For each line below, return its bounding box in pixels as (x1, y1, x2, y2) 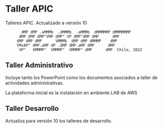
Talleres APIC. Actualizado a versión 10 (5, 20, 88, 26)
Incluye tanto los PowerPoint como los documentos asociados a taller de (5, 74, 158, 80)
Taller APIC (5, 3, 53, 15)
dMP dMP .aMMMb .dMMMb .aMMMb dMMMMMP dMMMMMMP (21, 29, 131, 34)
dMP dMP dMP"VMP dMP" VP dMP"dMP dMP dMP (18, 34, 120, 39)
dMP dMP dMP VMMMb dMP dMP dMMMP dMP (16, 38, 117, 44)
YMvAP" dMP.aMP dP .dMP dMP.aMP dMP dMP (16, 42, 115, 48)
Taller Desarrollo (5, 104, 59, 113)
